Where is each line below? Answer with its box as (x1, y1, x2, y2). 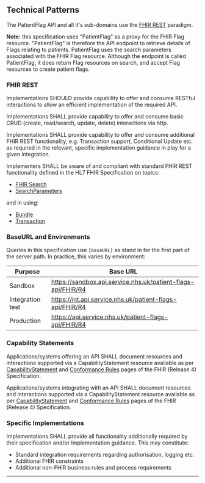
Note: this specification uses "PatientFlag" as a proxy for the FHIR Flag (6, 33, 185, 40)
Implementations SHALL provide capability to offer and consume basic (6, 113, 184, 120)
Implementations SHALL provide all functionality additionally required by (6, 433, 188, 440)
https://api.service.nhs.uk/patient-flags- (51, 313, 168, 321)
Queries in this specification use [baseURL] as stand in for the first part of (6, 247, 190, 254)
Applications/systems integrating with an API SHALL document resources (6, 384, 191, 391)
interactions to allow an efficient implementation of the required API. (6, 101, 178, 109)
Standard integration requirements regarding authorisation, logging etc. (15, 451, 195, 458)
